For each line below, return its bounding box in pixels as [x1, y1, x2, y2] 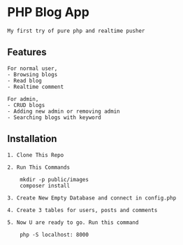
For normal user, [7, 64, 58, 72]
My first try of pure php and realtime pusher [7, 27, 145, 34]
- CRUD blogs [7, 101, 45, 108]
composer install [20, 182, 71, 189]
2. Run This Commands [7, 164, 71, 171]
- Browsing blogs [7, 71, 58, 78]
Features [7, 46, 47, 58]
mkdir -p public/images [20, 176, 89, 183]
